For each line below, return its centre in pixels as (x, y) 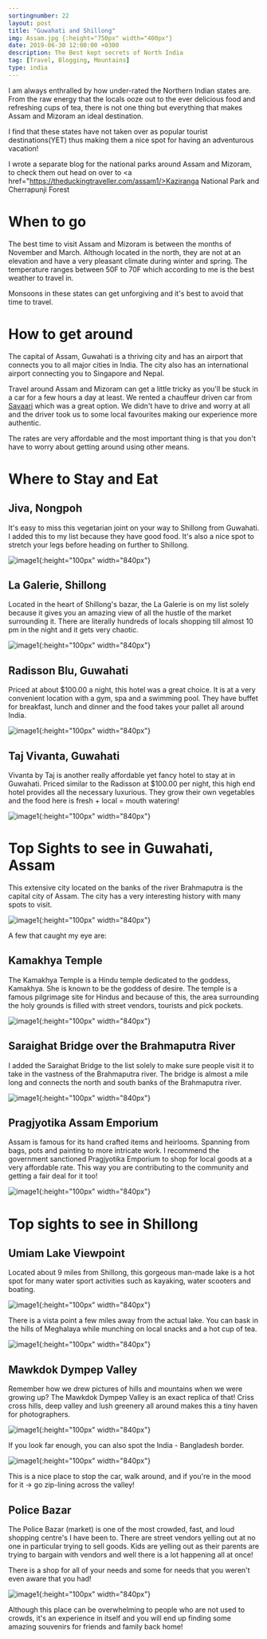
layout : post (30, 23)
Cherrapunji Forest (39, 189)
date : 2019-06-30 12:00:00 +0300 (64, 46)
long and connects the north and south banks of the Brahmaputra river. (125, 1082)
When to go (47, 221)
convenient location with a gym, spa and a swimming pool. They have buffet (133, 698)
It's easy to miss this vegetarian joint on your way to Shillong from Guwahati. (134, 528)
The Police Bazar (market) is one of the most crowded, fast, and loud (122, 1529)
